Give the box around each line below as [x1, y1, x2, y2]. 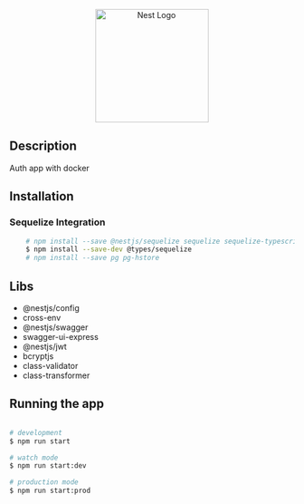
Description [9, 139, 77, 154]
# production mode [9, 478, 79, 487]
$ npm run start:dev [9, 461, 88, 470]
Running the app [9, 396, 104, 412]
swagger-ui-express [22, 331, 100, 342]
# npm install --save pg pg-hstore [25, 254, 160, 263]
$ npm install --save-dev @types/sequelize [25, 245, 193, 254]
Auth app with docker [9, 162, 90, 173]
